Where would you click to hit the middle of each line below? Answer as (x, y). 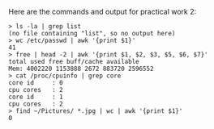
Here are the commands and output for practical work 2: (103, 12)
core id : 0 (36, 83)
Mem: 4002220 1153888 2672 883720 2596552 (81, 69)
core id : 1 (36, 97)
